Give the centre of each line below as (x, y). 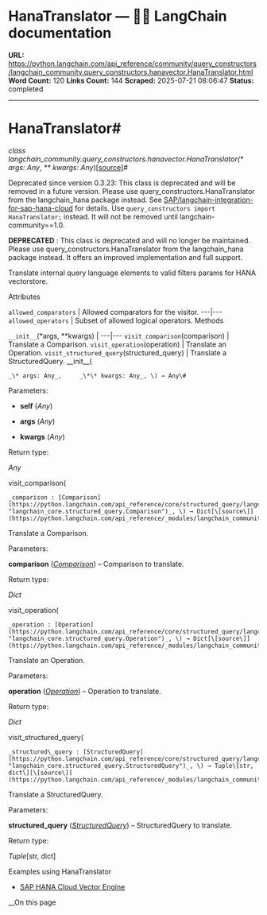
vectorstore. (28, 281)
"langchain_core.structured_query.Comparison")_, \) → (101, 511)
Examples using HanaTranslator (60, 871)
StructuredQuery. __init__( (50, 361)
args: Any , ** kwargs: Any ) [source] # (68, 167)
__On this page (33, 902)
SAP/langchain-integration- (209, 200)
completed (26, 89)
